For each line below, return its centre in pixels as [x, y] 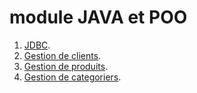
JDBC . [37, 45]
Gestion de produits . [66, 66]
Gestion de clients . [62, 55]
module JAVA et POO [98, 17]
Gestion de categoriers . [72, 77]
